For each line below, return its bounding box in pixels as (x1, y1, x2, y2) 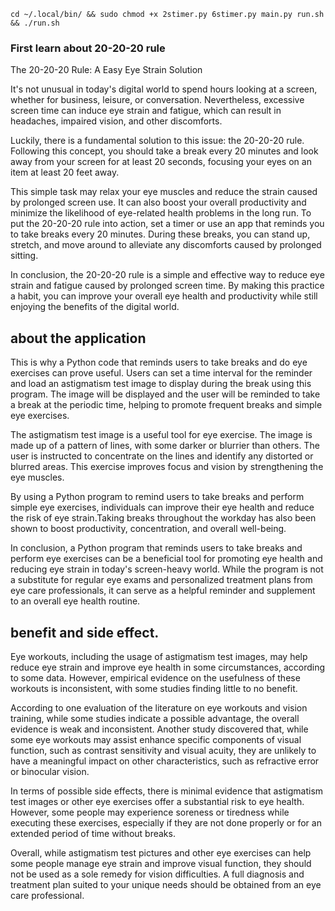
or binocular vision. (10, 765, 90, 777)
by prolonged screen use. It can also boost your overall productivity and (10, 196, 307, 209)
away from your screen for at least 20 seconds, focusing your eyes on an (10, 156, 312, 168)
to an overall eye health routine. (10, 595, 141, 607)
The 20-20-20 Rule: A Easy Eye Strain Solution (10, 64, 203, 76)
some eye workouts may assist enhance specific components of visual (10, 733, 302, 745)
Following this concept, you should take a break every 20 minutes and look (10, 145, 319, 157)
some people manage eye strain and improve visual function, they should (10, 857, 312, 869)
